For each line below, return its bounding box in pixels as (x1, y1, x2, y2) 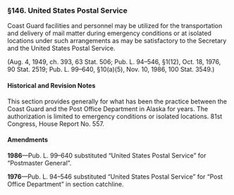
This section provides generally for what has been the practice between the (7, 97, 228, 106)
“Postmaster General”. (7, 158, 72, 167)
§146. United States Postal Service (7, 6, 128, 15)
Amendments (7, 136, 48, 144)
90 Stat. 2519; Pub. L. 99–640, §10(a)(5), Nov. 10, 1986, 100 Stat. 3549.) (7, 65, 215, 74)
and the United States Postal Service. (7, 44, 116, 53)
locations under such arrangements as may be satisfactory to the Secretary (7, 37, 227, 45)
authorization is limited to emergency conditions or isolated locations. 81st (7, 112, 223, 120)
